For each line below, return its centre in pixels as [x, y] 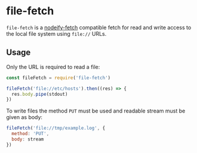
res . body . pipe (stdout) [40, 94]
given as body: [24, 117]
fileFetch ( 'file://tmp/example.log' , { [56, 128]
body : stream [28, 139]
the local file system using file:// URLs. [56, 33]
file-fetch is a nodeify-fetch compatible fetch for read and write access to [99, 27]
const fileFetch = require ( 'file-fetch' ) [59, 78]
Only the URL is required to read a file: [53, 67]
